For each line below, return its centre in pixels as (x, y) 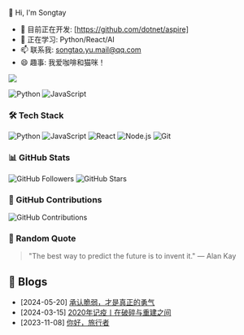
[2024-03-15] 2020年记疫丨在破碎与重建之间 (96, 312)
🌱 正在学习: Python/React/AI (68, 39)
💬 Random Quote (42, 238)
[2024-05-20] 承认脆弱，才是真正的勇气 (87, 302)
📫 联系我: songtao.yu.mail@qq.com (81, 50)
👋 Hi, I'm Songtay (37, 13)
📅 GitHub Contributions (55, 199)
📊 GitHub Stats (39, 158)
